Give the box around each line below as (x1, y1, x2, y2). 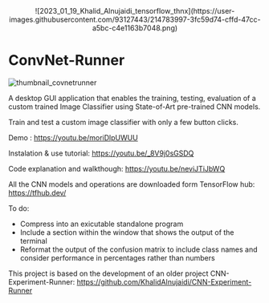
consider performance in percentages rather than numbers (19, 252, 215, 262)
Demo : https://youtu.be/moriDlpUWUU (8, 132, 138, 142)
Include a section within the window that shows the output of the (19, 227, 234, 237)
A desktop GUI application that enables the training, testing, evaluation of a (8, 93, 257, 103)
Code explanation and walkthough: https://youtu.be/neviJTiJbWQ (8, 164, 226, 173)
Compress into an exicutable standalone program (19, 219, 184, 228)
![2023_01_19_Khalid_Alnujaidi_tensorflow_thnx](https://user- (35, 6, 235, 15)
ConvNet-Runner (8, 51, 125, 70)
